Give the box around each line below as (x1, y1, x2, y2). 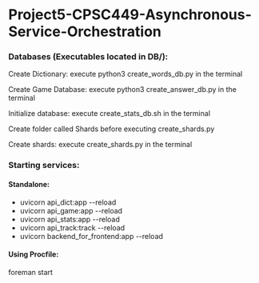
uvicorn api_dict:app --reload (19, 197, 117, 207)
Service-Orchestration (8, 22, 162, 41)
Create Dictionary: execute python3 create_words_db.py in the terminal (8, 70, 243, 79)
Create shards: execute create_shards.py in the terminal (8, 140, 193, 149)
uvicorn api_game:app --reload (19, 205, 122, 215)
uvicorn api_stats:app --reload (19, 214, 120, 224)
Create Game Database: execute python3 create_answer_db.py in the (8, 85, 237, 94)
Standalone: (8, 180, 50, 189)
